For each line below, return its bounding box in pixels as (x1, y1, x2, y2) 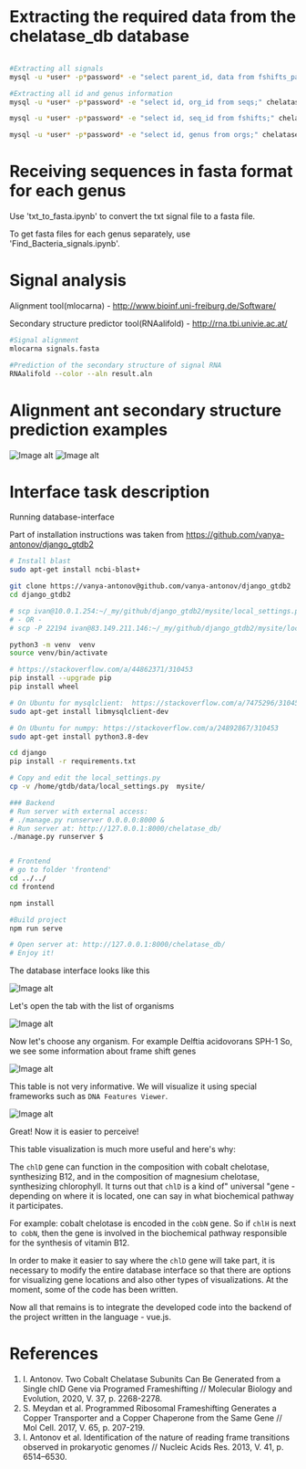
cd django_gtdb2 (9, 591, 71, 600)
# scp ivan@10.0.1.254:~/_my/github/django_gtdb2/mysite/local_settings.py (9, 606, 303, 615)
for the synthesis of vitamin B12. (9, 1237, 130, 1248)
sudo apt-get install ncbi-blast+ (9, 565, 141, 574)
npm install (9, 898, 55, 908)
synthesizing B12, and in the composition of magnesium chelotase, (9, 1171, 260, 1182)
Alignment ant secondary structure (9, 400, 282, 421)
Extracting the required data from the (9, 6, 296, 27)
